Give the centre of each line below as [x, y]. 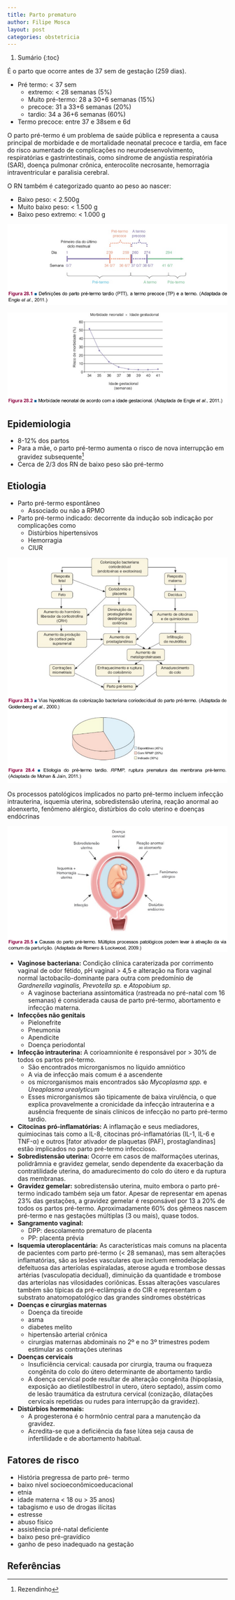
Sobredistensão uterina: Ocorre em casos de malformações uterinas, [118, 1156]
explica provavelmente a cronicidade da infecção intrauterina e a [121, 1104]
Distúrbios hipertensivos [63, 533]
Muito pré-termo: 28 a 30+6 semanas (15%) [91, 100]
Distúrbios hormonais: [51, 1408]
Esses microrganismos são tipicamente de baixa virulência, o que [122, 1097]
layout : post [26, 29]
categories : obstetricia [43, 37]
